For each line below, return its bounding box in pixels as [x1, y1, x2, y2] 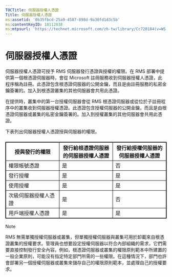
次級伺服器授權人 [8, 192, 50, 199]
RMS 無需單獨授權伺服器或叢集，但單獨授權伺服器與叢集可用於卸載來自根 [5, 234, 160, 240]
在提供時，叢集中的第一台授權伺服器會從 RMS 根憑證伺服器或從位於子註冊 [5, 98, 161, 105]
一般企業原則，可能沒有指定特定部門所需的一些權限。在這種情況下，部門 [5, 253, 158, 259]
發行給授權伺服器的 [116, 144, 163, 151]
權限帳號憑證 [8, 162, 40, 169]
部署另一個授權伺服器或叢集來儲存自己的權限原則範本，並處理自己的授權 [9, 260, 162, 266]
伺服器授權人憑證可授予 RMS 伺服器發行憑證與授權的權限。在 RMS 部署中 [5, 68, 160, 74]
